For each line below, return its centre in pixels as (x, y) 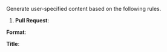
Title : (13, 44)
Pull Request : (32, 20)
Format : (16, 32)
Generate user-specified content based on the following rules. (84, 9)
